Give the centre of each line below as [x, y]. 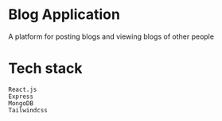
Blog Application [64, 15]
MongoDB [21, 103]
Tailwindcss [28, 110]
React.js [23, 89]
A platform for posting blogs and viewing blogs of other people [111, 36]
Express [21, 96]
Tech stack [45, 68]
